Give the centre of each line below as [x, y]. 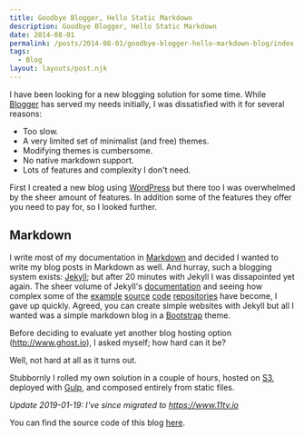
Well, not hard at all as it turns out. [74, 360]
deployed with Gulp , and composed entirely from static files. [122, 387]
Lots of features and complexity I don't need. [107, 170]
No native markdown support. [78, 160]
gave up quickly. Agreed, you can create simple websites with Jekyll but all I [152, 305]
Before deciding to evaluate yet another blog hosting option [121, 333]
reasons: [26, 114]
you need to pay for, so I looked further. [83, 206]
